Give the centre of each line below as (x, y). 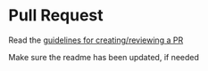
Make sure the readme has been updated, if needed (104, 57)
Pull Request (56, 16)
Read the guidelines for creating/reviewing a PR (96, 40)
